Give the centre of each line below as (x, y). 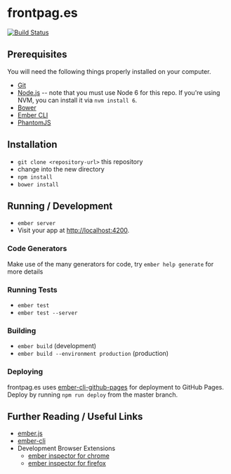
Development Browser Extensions (66, 449)
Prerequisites (37, 55)
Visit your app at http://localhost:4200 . (73, 231)
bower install (38, 184)
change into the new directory (61, 169)
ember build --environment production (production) (93, 354)
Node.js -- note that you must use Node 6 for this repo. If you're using (119, 92)
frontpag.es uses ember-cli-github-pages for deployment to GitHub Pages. (116, 387)
